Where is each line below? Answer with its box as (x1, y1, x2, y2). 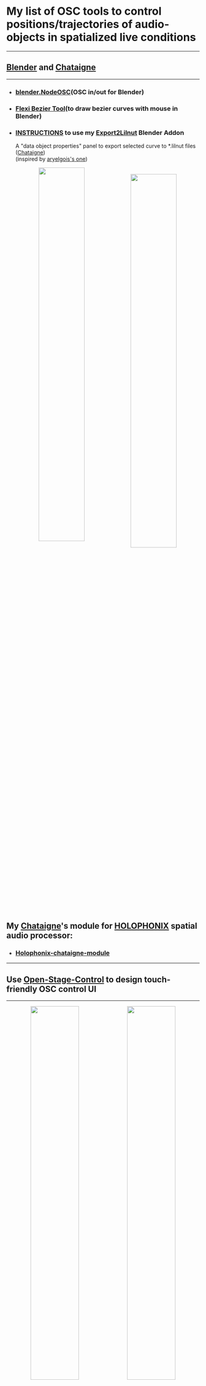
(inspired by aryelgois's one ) (15, 155, 88, 162)
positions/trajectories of (6, 17, 133, 31)
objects (6, 31, 46, 44)
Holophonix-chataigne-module (15, 948, 110, 957)
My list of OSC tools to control (6, 4, 162, 18)
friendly (6, 984, 38, 994)
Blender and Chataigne (6, 63, 96, 73)
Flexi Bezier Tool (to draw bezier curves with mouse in (15, 104, 178, 113)
